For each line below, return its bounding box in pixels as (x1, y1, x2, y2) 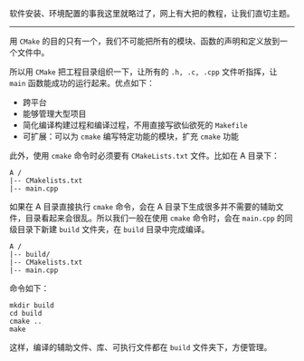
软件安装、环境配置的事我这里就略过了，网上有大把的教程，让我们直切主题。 (9, 8, 295, 18)
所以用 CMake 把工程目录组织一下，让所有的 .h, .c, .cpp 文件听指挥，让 (9, 66, 278, 77)
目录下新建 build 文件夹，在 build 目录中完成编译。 (16, 224, 210, 234)
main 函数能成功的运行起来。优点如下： (9, 78, 156, 88)
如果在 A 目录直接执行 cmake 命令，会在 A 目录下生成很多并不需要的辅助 (9, 201, 276, 211)
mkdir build (9, 301, 54, 310)
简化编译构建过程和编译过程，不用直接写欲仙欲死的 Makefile (22, 120, 249, 130)
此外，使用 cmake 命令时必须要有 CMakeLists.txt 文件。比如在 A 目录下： (9, 151, 280, 161)
